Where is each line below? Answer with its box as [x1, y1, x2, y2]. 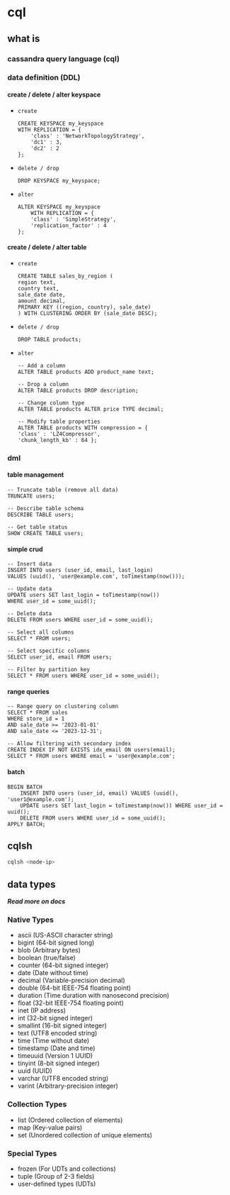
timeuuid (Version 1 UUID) [17, 1052, 93, 1060]
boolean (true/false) [17, 954, 76, 962]
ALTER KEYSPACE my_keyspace [17, 203, 100, 210]
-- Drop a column [17, 380, 69, 387]
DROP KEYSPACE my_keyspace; [17, 177, 100, 185]
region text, [17, 278, 57, 286]
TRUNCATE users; [7, 492, 55, 500]
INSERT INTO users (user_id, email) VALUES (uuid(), [20, 789, 179, 797]
